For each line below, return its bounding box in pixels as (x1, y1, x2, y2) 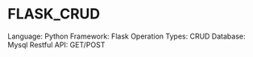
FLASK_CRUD (7, 5, 101, 23)
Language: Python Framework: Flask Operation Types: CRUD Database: (7, 31, 246, 41)
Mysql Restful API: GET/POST (7, 39, 106, 49)
